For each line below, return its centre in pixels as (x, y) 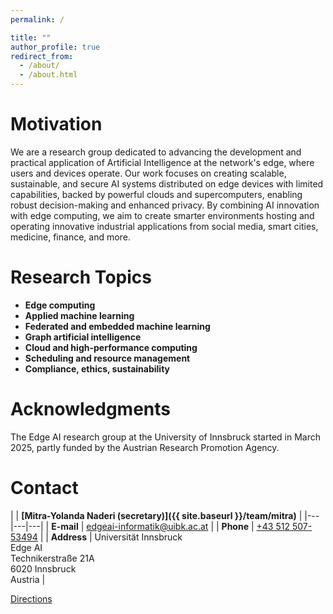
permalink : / (37, 19)
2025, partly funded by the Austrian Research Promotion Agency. (145, 447)
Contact (44, 488)
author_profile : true (55, 47)
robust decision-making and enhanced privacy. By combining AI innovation (165, 205)
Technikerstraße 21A (52, 558)
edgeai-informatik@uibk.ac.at (147, 526)
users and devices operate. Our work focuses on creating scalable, (148, 173)
